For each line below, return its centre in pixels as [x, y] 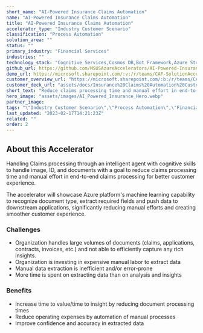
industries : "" [25, 57]
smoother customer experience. [46, 214]
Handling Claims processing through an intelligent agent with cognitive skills [101, 163]
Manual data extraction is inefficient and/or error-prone [84, 269]
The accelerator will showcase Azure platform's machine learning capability [101, 194]
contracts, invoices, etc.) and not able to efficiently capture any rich [99, 249]
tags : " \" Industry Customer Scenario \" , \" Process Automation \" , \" [92, 107]
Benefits [19, 291]
